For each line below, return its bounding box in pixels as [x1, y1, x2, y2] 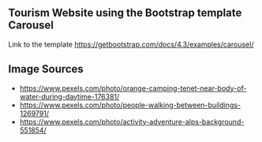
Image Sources [8, 62, 84, 76]
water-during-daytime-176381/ [19, 92, 120, 101]
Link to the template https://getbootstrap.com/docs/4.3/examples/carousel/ [8, 39, 254, 49]
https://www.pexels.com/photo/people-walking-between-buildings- [19, 100, 241, 110]
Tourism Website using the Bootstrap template [8, 6, 242, 20]
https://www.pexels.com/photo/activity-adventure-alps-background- [19, 117, 245, 126]
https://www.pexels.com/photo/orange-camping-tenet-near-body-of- [19, 83, 247, 93]
